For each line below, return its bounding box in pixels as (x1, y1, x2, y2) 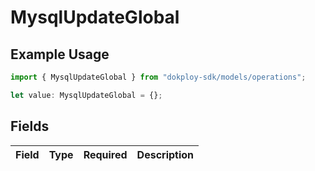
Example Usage (10, 46, 110, 63)
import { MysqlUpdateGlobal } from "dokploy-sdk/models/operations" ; (10, 72, 307, 82)
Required (83, 147, 128, 161)
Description (136, 147, 195, 161)
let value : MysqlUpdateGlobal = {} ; (10, 90, 163, 100)
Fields (10, 118, 50, 135)
